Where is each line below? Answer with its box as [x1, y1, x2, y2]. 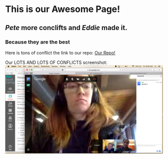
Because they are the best [5, 38, 70, 45]
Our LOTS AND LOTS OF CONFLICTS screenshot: [5, 59, 107, 65]
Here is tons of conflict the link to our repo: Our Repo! [5, 49, 116, 55]
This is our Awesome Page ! [5, 3, 120, 15]
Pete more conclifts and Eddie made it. [5, 23, 127, 32]
